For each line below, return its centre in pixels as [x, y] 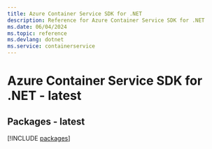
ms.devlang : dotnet [36, 40]
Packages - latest [46, 121]
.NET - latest [44, 96]
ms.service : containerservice [51, 46]
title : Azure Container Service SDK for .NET [75, 14]
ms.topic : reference [37, 33]
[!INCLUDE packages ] [39, 138]
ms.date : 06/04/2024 [37, 27]
